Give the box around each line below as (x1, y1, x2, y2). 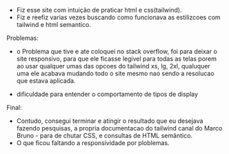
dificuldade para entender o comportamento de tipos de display (16, 90, 198, 98)
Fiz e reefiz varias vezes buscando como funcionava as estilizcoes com (16, 13, 221, 21)
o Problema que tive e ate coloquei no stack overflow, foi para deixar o (16, 48, 218, 55)
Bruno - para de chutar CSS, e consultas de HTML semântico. (16, 131, 193, 139)
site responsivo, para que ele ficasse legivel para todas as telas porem (16, 55, 217, 63)
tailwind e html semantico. (16, 21, 91, 28)
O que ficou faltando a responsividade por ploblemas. (16, 139, 170, 147)
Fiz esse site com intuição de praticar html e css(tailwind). (16, 6, 182, 14)
